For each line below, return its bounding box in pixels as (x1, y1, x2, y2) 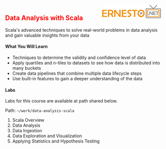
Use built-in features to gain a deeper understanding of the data (12, 76, 143, 82)
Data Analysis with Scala (5, 14, 83, 22)
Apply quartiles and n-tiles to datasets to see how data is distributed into (12, 60, 161, 66)
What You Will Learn (5, 44, 48, 50)
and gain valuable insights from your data (5, 32, 90, 38)
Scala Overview (12, 117, 44, 123)
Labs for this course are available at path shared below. (5, 98, 118, 104)
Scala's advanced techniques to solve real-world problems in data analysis (5, 27, 158, 33)
